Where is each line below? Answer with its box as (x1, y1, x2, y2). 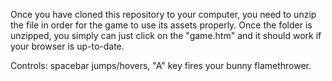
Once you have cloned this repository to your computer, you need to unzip (10, 9, 317, 20)
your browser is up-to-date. (10, 40, 125, 52)
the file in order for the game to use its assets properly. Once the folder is (10, 19, 313, 31)
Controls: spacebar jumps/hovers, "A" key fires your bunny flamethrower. (10, 60, 312, 71)
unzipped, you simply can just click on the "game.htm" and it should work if (10, 30, 322, 41)
